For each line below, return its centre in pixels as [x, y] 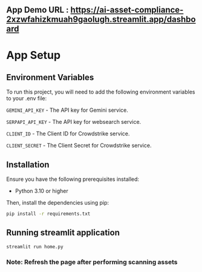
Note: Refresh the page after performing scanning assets [92, 262]
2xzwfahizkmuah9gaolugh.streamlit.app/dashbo [101, 20]
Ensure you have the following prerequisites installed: [73, 179]
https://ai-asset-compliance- [127, 10]
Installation [28, 164]
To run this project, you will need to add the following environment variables [101, 92]
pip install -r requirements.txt [48, 214]
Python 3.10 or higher [41, 191]
